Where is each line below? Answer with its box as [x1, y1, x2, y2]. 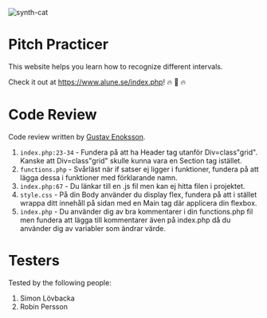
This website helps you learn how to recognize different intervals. [8, 61, 223, 71]
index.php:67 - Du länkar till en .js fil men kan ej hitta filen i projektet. [19, 181, 245, 190]
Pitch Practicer [8, 36, 109, 53]
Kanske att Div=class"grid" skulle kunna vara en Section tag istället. [19, 155, 243, 165]
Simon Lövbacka [19, 293, 76, 303]
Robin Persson [19, 301, 68, 311]
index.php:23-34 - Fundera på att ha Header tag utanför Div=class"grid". [19, 147, 257, 157]
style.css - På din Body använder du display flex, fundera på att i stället [19, 190, 257, 199]
